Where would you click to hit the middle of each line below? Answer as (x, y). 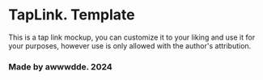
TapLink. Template (72, 15)
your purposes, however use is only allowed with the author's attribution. (130, 45)
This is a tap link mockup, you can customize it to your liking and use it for (132, 37)
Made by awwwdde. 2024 (61, 66)
